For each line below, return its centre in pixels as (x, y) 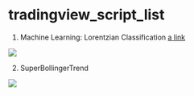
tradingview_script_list (87, 15)
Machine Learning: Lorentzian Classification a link (103, 37)
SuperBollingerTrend (54, 68)
